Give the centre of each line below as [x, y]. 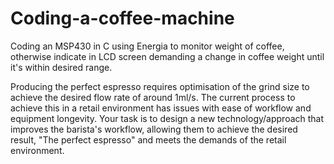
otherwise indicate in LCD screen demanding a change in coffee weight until [167, 56]
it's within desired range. [61, 67]
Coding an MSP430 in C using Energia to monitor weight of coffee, [147, 46]
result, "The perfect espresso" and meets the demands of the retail [148, 139]
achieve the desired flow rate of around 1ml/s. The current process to [153, 97]
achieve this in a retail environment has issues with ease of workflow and [161, 108]
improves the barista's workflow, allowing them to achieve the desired [154, 129]
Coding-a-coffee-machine [122, 18]
